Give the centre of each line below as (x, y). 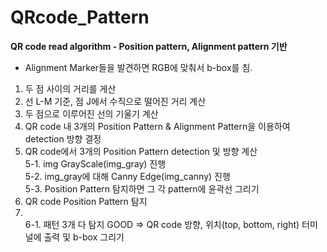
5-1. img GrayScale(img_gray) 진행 (95, 163)
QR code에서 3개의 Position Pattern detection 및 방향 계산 (141, 151)
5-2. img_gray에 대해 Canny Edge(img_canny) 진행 (127, 176)
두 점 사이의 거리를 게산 (70, 88)
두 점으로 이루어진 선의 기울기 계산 (91, 113)
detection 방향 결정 (63, 138)
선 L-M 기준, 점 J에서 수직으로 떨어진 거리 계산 (115, 101)
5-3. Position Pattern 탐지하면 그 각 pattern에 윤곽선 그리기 (142, 188)
